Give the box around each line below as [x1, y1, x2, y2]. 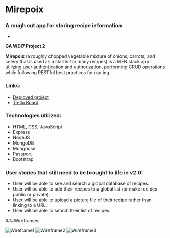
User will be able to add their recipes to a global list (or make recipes [12, 186, 157, 192]
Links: [5, 82, 21, 89]
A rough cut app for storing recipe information [5, 22, 122, 29]
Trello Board [12, 99, 39, 105]
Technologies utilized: [5, 112, 62, 119]
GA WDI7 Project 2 [5, 43, 45, 50]
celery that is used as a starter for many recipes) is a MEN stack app [5, 59, 150, 65]
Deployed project [12, 93, 50, 100]
